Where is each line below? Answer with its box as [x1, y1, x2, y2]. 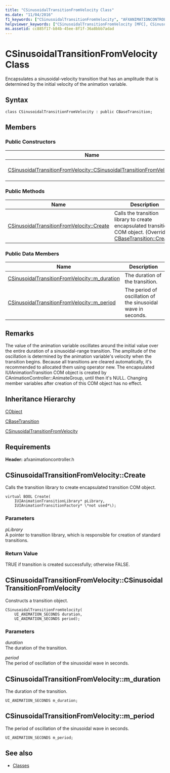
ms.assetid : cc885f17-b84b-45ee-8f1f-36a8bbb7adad [5, 26, 114, 31]
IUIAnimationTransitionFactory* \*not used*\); [14, 503, 116, 508]
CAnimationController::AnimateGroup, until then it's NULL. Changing [5, 375, 148, 381]
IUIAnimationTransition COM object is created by [5, 369, 107, 376]
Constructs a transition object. [5, 597, 68, 603]
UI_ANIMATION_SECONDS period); [14, 616, 80, 621]
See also [5, 749, 33, 758]
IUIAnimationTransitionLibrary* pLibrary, [14, 498, 105, 504]
